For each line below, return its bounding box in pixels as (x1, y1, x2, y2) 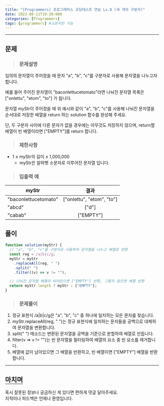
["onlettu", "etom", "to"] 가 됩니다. (5, 95, 72, 101)
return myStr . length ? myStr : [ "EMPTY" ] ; (9, 283, 97, 289)
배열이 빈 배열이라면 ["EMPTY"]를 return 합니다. (5, 128, 98, 134)
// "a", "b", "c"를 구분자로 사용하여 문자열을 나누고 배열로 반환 (9, 248, 128, 252)
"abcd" (7, 203, 24, 210)
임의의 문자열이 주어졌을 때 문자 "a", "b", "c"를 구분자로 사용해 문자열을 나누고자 (5, 72, 158, 78)
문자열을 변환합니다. (17, 325, 56, 331)
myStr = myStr (9, 256, 38, 261)
